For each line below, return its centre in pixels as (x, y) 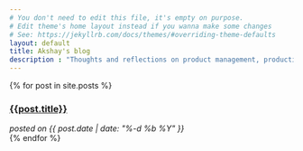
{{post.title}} (38, 109)
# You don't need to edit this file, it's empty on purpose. (127, 18)
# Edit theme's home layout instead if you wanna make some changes (141, 26)
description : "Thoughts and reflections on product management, (134, 60)
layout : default (40, 43)
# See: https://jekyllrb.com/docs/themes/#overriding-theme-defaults (143, 34)
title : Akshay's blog (50, 52)
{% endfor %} (35, 138)
